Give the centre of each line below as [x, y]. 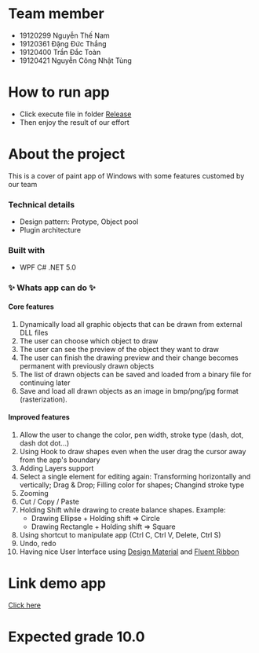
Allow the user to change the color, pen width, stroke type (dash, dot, [131, 435]
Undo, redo [38, 543]
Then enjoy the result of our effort [74, 122]
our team [23, 184]
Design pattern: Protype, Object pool [79, 222]
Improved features [39, 417]
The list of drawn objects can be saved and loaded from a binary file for [135, 374]
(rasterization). [44, 399]
